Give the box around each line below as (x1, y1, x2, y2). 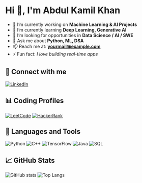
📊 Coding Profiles (5, 97, 64, 105)
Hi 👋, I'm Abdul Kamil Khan (5, 5, 121, 16)
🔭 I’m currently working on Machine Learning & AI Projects (12, 21, 137, 27)
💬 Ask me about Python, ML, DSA (12, 38, 84, 44)
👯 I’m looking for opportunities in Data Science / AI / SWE (12, 32, 134, 38)
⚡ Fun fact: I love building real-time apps (12, 51, 98, 57)
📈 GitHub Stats (5, 156, 55, 165)
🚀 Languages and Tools (5, 127, 81, 136)
